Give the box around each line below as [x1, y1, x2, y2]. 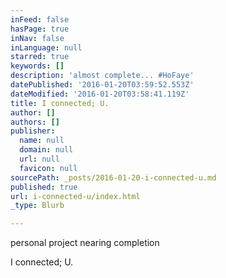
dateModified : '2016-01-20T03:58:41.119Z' [10, 89, 190, 99]
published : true [10, 182, 78, 192]
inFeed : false [10, 14, 70, 25]
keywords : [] [10, 61, 65, 71]
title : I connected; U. [10, 98, 110, 108]
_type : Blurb [10, 201, 65, 211]
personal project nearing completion [10, 237, 160, 249]
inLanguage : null [10, 42, 83, 53]
